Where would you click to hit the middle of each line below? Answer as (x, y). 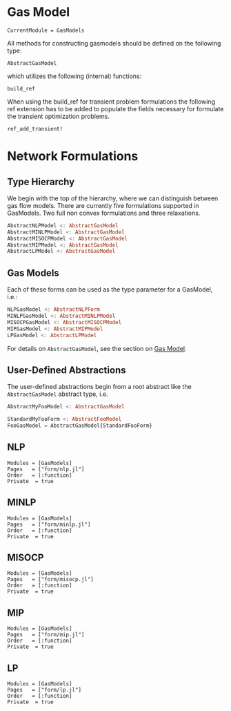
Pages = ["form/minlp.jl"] (49, 524)
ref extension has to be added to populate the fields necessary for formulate (115, 108)
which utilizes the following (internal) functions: (74, 76)
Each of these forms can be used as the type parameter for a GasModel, (110, 290)
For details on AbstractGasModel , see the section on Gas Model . (97, 348)
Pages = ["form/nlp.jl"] (46, 469)
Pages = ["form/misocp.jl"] (51, 580)
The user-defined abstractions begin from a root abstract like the (99, 387)
